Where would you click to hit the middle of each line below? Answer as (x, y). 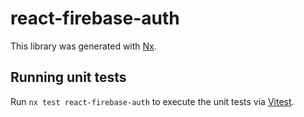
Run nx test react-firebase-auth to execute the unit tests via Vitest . (152, 101)
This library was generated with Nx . (83, 46)
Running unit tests (68, 77)
